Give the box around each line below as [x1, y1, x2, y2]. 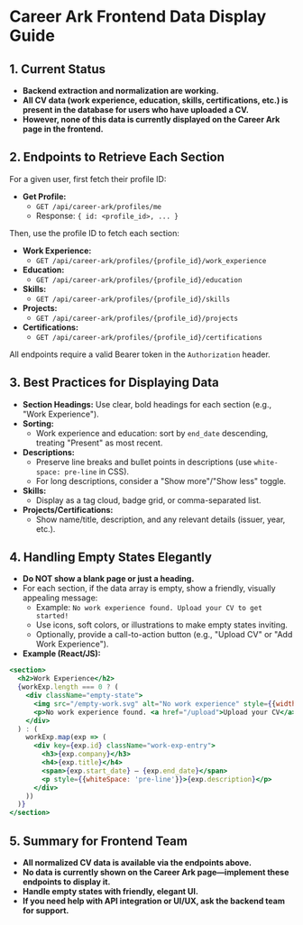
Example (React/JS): [22, 648, 101, 659]
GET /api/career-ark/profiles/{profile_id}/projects [35, 314, 239, 323]
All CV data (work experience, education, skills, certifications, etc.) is [22, 95, 289, 105]
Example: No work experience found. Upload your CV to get [35, 602, 263, 613]
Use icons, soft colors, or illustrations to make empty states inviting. [35, 619, 289, 630]
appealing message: [22, 592, 98, 603]
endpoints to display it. [22, 876, 111, 887]
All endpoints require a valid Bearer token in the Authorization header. [9, 349, 271, 360]
